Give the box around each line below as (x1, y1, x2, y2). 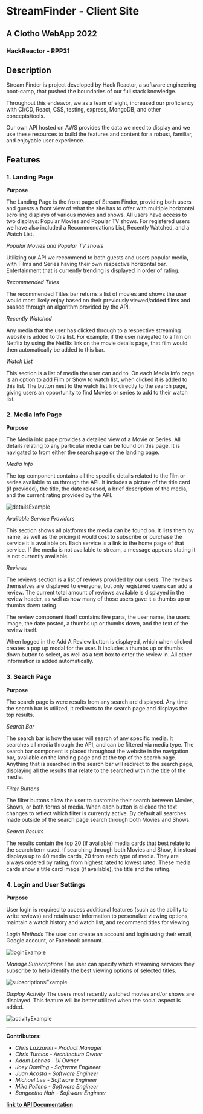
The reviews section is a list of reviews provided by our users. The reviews (6, 576, 192, 583)
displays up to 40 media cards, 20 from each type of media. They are (6, 852, 179, 859)
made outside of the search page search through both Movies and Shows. (6, 816, 192, 823)
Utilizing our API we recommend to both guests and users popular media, (6, 254, 188, 261)
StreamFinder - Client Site (6, 4, 140, 18)
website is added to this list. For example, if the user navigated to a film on (6, 333, 192, 340)
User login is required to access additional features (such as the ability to (6, 906, 188, 913)
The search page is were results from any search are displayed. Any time (6, 698, 188, 705)
